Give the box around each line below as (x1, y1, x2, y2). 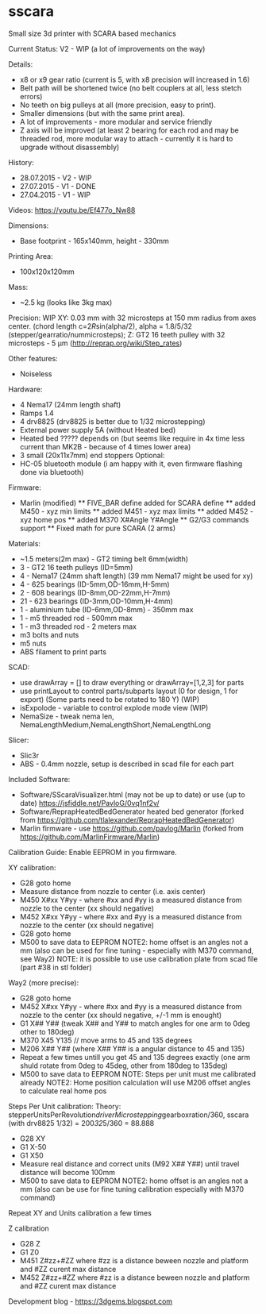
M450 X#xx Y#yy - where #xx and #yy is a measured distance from (19, 895, 242, 904)
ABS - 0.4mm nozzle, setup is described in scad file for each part (19, 759, 234, 769)
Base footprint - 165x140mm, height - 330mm (19, 236, 169, 245)
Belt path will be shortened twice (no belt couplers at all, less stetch (19, 83, 242, 93)
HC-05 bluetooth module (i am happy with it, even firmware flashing (19, 459, 243, 468)
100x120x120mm (19, 267, 75, 276)
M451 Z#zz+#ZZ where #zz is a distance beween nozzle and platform (19, 1255, 249, 1265)
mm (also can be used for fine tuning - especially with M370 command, (19, 946, 254, 955)
